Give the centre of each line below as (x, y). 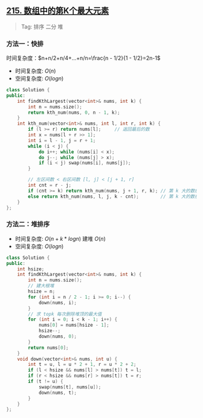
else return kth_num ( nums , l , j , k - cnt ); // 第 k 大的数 (111, 196)
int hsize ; (31, 269)
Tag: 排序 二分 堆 (42, 27)
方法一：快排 (25, 44)
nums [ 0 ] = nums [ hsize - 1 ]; (74, 325)
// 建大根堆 (41, 286)
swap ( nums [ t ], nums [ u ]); (70, 387)
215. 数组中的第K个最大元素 (58, 11)
